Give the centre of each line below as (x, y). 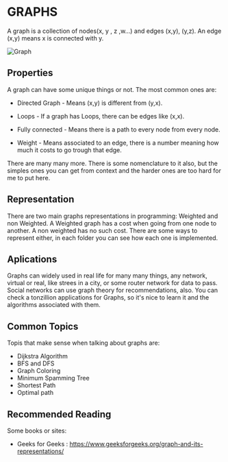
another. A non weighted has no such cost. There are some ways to (102, 230)
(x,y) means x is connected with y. (55, 38)
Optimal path (35, 393)
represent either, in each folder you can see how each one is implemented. (113, 238)
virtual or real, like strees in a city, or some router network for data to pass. (112, 283)
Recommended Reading (59, 414)
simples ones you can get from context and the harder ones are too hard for (114, 170)
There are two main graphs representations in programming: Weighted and (113, 216)
